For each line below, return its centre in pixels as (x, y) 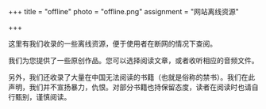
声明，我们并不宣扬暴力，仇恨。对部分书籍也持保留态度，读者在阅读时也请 (130, 87)
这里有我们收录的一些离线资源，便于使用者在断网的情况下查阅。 (112, 43)
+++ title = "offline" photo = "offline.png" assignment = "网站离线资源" (124, 11)
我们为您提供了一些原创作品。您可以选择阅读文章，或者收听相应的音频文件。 (133, 60)
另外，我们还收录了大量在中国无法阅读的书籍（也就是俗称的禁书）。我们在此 (132, 77)
